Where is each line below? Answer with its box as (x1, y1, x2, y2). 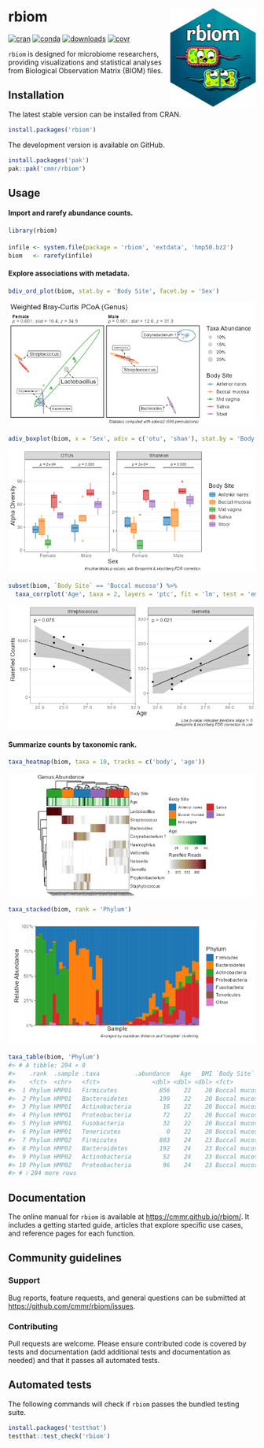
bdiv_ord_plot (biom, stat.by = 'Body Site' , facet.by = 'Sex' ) (8, 287, 220, 295)
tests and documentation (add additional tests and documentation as (8, 1347, 231, 1357)
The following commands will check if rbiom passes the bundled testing (8, 1399, 240, 1409)
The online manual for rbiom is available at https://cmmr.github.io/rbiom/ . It (8, 1212, 250, 1221)
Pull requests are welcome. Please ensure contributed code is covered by (8, 1339, 247, 1349)
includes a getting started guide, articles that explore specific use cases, (8, 1221, 244, 1230)
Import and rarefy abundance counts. (8, 209, 134, 218)
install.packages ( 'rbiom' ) (8, 126, 97, 134)
